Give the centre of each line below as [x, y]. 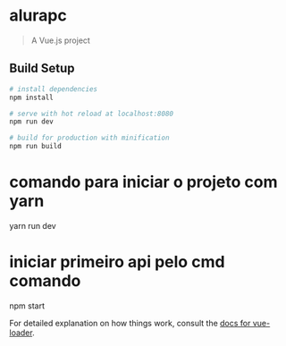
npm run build [36, 147]
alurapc [38, 16]
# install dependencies [54, 89]
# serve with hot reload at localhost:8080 [92, 114]
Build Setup [42, 68]
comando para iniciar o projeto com [143, 182]
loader [21, 333]
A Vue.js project [61, 40]
